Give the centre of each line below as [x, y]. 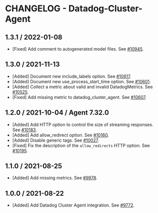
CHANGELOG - [36, 9]
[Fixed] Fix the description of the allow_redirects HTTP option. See [81, 145]
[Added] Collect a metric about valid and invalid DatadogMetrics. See [82, 87]
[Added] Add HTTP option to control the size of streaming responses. [83, 124]
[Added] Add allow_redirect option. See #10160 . [61, 135]
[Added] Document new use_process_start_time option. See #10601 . [81, 81]
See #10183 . [25, 130]
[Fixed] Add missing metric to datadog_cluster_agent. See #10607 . [79, 97]
